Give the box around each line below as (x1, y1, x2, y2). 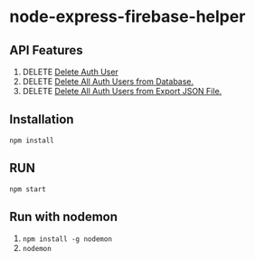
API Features (9, 43, 83, 58)
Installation (9, 111, 74, 128)
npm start (9, 184, 47, 194)
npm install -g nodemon (22, 235, 113, 244)
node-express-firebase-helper (9, 6, 246, 27)
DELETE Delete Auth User (22, 66, 119, 77)
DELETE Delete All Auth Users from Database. (22, 76, 194, 87)
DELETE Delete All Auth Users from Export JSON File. (22, 86, 222, 96)
